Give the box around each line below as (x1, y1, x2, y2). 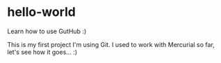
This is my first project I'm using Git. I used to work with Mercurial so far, (7, 40, 215, 48)
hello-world (7, 4, 76, 20)
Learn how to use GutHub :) (7, 27, 87, 35)
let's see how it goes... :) (7, 48, 78, 56)
